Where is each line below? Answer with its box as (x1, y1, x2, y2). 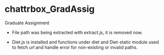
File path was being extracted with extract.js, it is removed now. (11, 29, 143, 35)
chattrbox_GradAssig (4, 3, 95, 15)
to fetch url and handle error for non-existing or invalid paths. (11, 44, 138, 50)
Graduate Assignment (4, 20, 49, 26)
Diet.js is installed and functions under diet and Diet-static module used (11, 39, 159, 45)
